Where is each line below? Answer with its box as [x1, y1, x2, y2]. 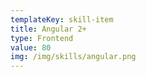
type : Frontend [10, 33, 74, 43]
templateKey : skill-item [10, 14, 114, 25]
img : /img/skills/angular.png [10, 52, 137, 62]
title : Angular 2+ [10, 24, 87, 34]
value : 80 [10, 42, 52, 53]
